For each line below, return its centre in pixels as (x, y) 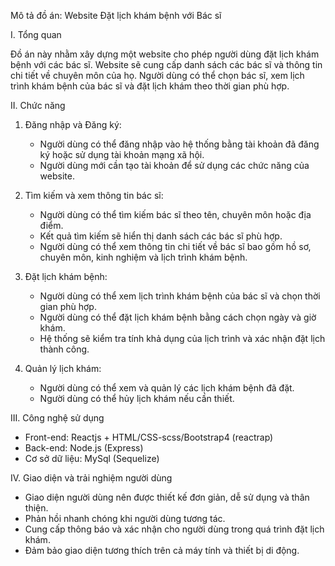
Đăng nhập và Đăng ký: (73, 124)
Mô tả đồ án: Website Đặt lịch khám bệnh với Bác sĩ (116, 15)
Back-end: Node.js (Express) (84, 448)
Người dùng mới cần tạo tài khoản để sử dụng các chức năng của (174, 165)
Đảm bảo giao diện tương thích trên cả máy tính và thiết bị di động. (162, 550)
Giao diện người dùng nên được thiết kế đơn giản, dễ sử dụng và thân (167, 497)
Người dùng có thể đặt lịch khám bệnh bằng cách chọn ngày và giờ (178, 317)
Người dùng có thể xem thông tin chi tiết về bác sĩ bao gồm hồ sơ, (175, 246)
